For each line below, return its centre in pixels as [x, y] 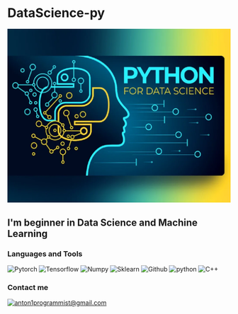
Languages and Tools [45, 254]
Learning [28, 234]
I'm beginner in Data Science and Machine [103, 222]
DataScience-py [56, 13]
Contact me [28, 287]
